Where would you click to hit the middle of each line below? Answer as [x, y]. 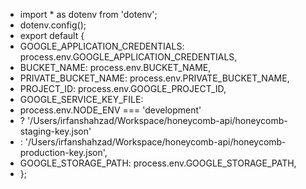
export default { [52, 35]
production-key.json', [63, 152]
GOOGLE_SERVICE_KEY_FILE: [81, 99]
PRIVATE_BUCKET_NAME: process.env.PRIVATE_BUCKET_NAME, [154, 78]
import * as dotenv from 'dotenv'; [88, 14]
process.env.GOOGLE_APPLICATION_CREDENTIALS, [128, 57]
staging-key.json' [55, 131]
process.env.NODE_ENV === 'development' [110, 110]
